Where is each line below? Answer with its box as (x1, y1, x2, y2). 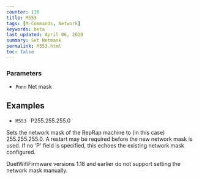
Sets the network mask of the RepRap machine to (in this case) (6, 129, 165, 136)
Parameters (6, 69, 42, 77)
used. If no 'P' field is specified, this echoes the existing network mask (6, 141, 185, 149)
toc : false (6, 49, 34, 55)
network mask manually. (6, 167, 68, 174)
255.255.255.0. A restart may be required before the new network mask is (6, 135, 193, 143)
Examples (6, 100, 45, 111)
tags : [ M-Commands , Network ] (6, 20, 81, 26)
